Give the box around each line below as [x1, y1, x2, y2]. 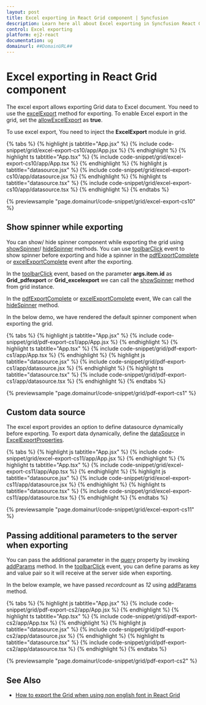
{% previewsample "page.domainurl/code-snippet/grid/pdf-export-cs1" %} [6, 389, 197, 396]
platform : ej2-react [6, 32, 59, 38]
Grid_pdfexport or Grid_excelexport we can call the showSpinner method [6, 276, 194, 283]
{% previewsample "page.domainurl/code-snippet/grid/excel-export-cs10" [6, 197, 196, 205]
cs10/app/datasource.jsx [6, 173, 69, 180]
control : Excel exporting [6, 26, 72, 33]
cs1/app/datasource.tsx [6, 377, 66, 385]
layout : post [6, 9, 40, 15]
